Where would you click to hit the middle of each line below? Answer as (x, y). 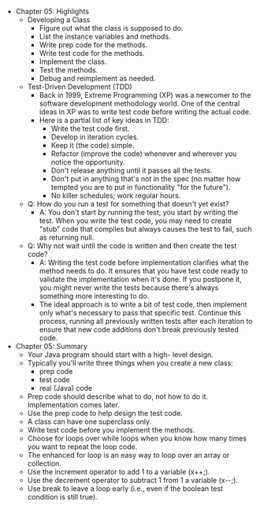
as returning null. (67, 237)
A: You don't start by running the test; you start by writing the (139, 212)
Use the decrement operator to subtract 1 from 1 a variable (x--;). (133, 480)
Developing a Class (59, 20)
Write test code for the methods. (92, 53)
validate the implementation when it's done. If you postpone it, (140, 279)
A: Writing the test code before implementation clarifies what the (144, 262)
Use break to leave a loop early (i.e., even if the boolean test (125, 489)
